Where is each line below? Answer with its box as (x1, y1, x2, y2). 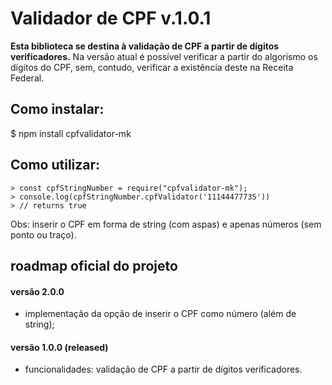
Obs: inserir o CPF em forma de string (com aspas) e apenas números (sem (10, 218, 322, 230)
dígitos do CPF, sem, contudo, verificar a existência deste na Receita (10, 61, 294, 73)
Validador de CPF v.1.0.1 (10, 7, 212, 30)
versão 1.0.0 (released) (10, 341, 109, 353)
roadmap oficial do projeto (10, 257, 178, 274)
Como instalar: (10, 101, 105, 118)
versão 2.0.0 (10, 285, 65, 297)
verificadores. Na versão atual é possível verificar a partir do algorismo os (10, 50, 318, 62)
